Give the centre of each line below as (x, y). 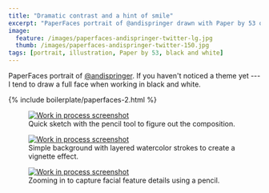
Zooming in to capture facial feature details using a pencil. (124, 180)
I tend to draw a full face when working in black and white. (105, 84)
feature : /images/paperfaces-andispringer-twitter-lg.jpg (114, 38)
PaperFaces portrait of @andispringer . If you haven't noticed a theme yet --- (134, 76)
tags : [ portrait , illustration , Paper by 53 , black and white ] (116, 53)
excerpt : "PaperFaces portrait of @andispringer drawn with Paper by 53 (132, 23)
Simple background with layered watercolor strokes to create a (132, 148)
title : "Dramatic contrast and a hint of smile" (91, 16)
